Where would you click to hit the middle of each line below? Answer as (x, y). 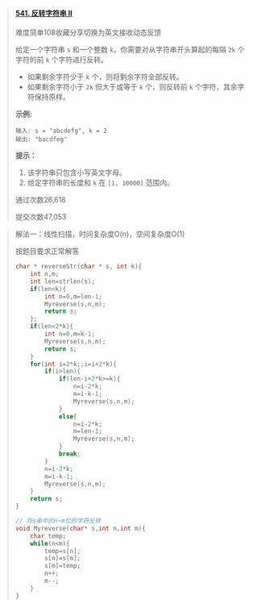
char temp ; (48, 536)
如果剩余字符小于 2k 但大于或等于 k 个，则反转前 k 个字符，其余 (132, 87)
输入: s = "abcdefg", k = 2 (61, 131)
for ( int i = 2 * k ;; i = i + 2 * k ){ (74, 364)
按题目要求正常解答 (47, 252)
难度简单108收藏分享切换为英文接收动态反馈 (88, 32)
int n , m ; (45, 274)
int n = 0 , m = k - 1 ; (70, 334)
